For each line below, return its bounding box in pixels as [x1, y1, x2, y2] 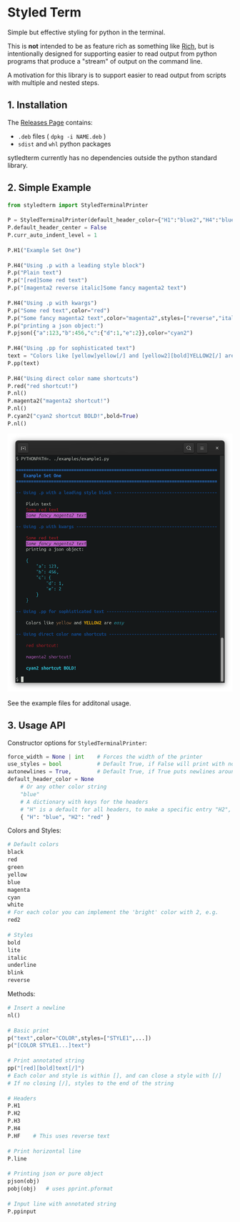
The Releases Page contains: [7, 118, 93, 126]
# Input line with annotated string [7, 1200, 116, 1208]
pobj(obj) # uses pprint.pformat [7, 1186, 114, 1193]
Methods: [7, 990, 36, 998]
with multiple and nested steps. [7, 78, 100, 86]
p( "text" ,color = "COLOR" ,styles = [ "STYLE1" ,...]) [7, 1034, 152, 1042]
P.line [7, 1155, 27, 1162]
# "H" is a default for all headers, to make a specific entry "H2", [20, 805, 232, 813]
